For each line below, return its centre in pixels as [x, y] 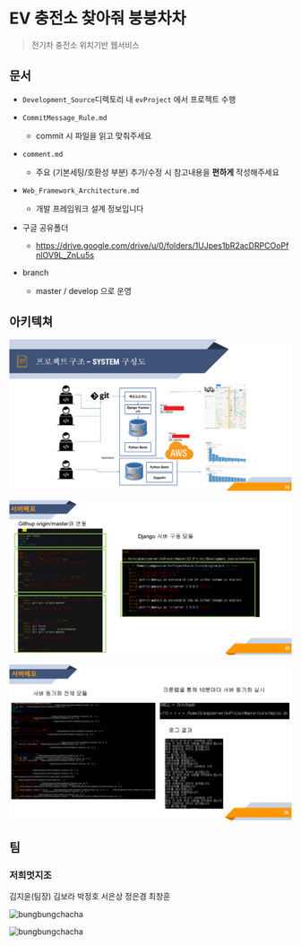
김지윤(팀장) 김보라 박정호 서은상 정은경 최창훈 [90, 897]
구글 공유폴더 [45, 227]
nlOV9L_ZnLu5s [65, 255]
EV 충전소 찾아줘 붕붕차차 [98, 18]
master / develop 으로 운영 [83, 291]
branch [35, 272]
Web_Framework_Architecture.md [81, 191]
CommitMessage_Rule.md [64, 117]
